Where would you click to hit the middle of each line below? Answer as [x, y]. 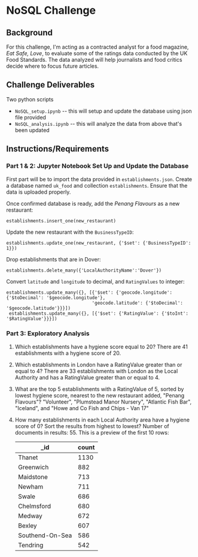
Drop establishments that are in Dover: [54, 259]
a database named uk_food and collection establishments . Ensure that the [97, 185]
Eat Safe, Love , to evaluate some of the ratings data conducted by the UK [97, 53]
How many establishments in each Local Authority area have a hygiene [102, 420]
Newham [31, 486]
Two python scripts [30, 99]
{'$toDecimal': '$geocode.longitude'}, [56, 297]
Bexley [27, 525]
